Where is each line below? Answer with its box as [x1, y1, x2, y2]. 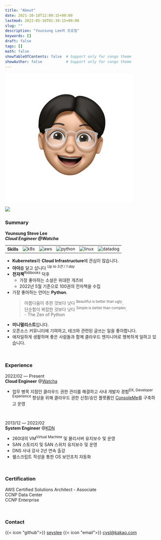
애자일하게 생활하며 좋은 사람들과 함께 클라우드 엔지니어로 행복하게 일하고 [12, 334, 152, 340]
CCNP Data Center [5, 492, 43, 498]
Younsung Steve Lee [5, 230, 48, 236]
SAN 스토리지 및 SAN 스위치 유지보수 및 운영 [12, 441, 97, 447]
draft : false [5, 39, 32, 44]
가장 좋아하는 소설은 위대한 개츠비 [19, 277, 84, 283]
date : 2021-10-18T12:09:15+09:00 [5, 13, 73, 18]
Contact [5, 519, 25, 525]
